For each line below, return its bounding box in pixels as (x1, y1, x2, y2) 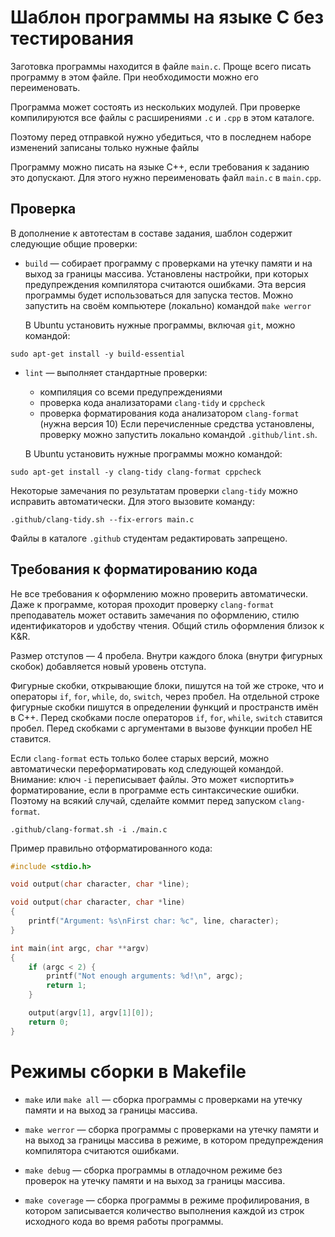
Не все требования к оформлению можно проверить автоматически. (10, 587, 309, 600)
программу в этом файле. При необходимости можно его (10, 71, 259, 83)
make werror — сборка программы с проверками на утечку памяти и (24, 1123, 319, 1135)
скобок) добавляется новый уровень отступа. (10, 660, 207, 672)
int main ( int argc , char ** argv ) (10, 943, 150, 953)
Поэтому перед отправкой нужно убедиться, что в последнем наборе (10, 131, 312, 143)
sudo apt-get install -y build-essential (10, 349, 186, 359)
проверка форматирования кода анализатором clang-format (39, 407, 300, 419)
